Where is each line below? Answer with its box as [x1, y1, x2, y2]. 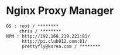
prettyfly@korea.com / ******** [21, 43, 101, 49]
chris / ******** [19, 28, 61, 34]
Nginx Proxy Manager [6, 4, 114, 17]
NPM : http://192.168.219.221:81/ [6, 33, 91, 39]
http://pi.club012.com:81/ [21, 38, 88, 44]
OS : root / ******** [6, 23, 59, 29]
